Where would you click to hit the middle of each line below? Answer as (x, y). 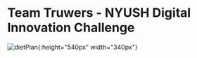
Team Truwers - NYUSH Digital (99, 13)
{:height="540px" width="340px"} (88, 47)
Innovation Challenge (71, 28)
